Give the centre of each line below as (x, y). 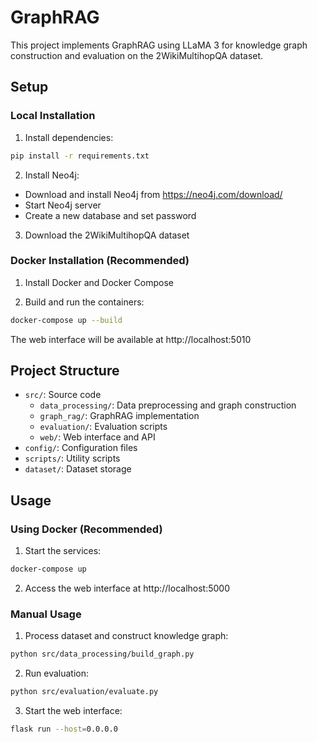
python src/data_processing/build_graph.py (102, 654)
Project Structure (65, 371)
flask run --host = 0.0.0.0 (64, 729)
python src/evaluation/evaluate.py (84, 692)
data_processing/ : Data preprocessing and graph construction (168, 405)
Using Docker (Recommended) (86, 529)
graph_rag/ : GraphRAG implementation (119, 416)
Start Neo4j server (63, 205)
